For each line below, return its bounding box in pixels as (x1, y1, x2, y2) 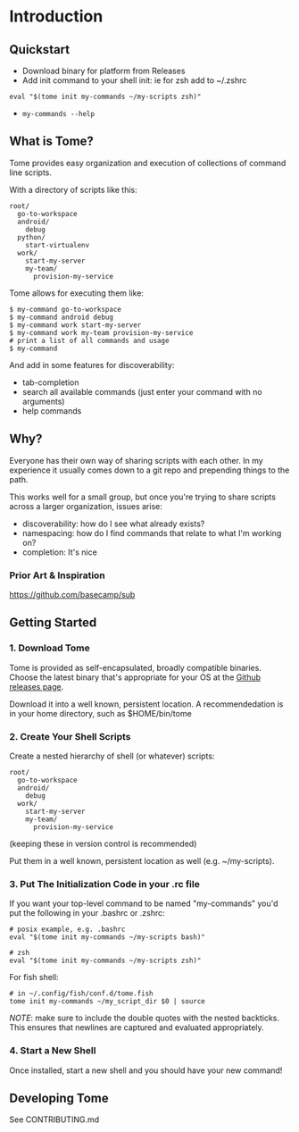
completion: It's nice (21, 547, 98, 558)
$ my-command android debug (9, 313, 114, 322)
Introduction (9, 6, 104, 27)
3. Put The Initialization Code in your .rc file (9, 877, 201, 890)
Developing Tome (9, 1090, 109, 1105)
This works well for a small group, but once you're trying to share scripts (9, 491, 277, 502)
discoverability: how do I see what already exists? (21, 518, 205, 529)
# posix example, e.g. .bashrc (9, 925, 126, 935)
